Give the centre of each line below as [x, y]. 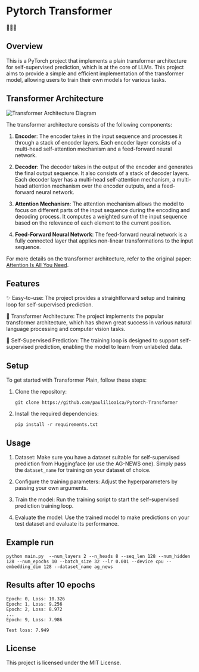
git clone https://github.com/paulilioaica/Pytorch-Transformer [96, 403]
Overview [25, 46]
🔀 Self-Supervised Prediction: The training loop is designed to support [92, 340]
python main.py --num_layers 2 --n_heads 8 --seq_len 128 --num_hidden [98, 556]
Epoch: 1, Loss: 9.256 [34, 604]
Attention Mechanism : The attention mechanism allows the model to [99, 204]
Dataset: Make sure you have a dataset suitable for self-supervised [97, 457]
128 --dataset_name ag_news [78, 567]
